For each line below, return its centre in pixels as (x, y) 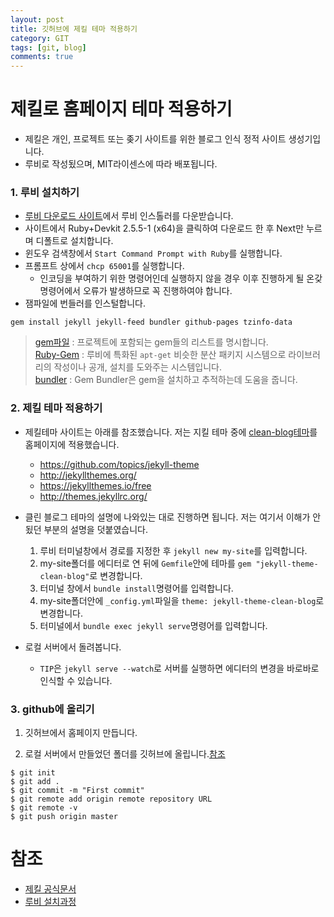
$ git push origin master (64, 816)
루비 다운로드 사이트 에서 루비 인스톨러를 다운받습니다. (129, 216)
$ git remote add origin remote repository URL (111, 799)
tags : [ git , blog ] (48, 47)
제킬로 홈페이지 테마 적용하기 (121, 109)
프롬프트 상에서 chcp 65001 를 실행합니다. (104, 266)
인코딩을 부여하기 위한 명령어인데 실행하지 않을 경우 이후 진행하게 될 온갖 (181, 278)
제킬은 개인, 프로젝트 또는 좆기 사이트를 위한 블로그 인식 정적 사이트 (155, 139)
